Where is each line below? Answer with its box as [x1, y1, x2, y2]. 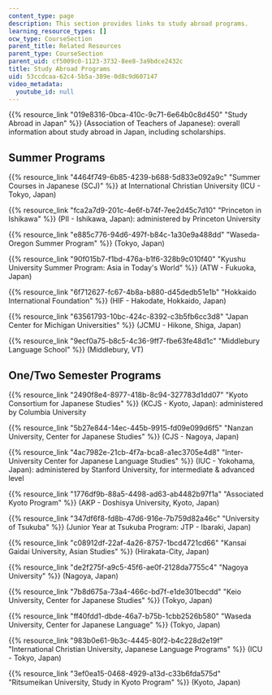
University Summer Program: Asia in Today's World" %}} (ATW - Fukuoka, [8, 263, 257, 273]
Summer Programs [8, 151, 106, 164]
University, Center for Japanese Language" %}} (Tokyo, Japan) [8, 620, 221, 629]
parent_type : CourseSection [8, 50, 104, 58]
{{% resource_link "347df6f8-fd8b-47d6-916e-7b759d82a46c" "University [8, 514, 260, 523]
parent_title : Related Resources [8, 42, 122, 50]
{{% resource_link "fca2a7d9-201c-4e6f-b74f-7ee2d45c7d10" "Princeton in [8, 205, 262, 216]
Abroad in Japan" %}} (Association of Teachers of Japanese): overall [8, 119, 240, 129]
